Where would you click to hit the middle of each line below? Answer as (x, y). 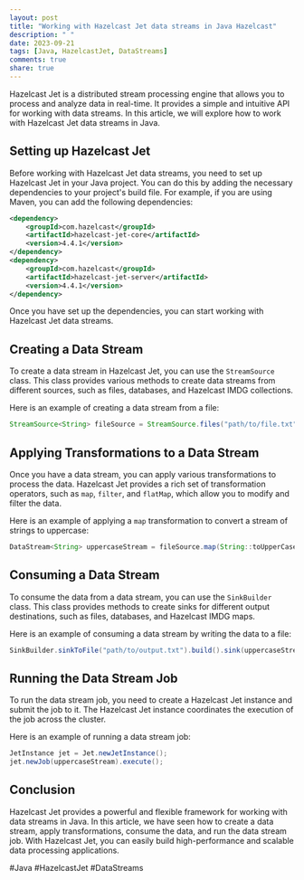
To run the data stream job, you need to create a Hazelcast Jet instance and (151, 700)
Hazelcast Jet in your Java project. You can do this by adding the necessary (151, 183)
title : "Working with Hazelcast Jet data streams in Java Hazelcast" (143, 26)
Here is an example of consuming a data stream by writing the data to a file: (151, 633)
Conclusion (43, 790)
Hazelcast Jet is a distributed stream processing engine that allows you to (147, 94)
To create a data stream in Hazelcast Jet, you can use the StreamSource (142, 371)
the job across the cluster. (58, 719)
